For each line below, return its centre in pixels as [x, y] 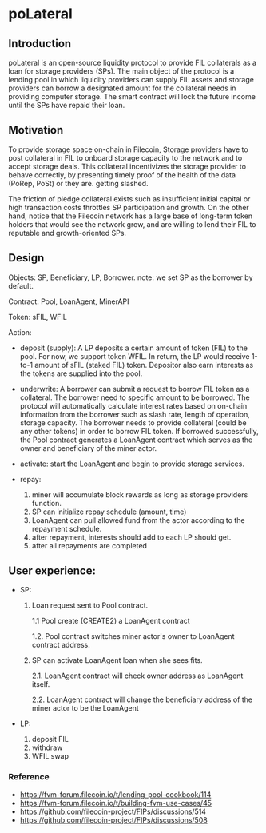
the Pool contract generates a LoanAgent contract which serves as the [136, 440]
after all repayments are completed [89, 545]
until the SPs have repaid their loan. [67, 105]
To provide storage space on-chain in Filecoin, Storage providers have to [129, 149]
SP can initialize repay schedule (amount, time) [109, 512]
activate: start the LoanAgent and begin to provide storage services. [132, 464]
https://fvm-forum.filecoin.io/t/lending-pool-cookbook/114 [115, 794]
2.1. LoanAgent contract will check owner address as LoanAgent [137, 676]
